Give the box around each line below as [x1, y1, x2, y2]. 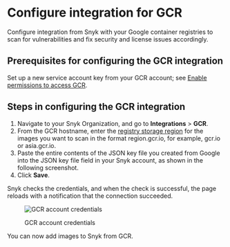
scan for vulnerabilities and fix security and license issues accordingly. [7, 35, 209, 43]
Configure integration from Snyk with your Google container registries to [7, 28, 213, 36]
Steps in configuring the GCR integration [7, 101, 186, 113]
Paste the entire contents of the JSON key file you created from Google [17, 149, 220, 157]
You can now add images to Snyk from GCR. [7, 232, 133, 240]
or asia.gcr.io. [17, 141, 57, 149]
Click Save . [17, 171, 50, 179]
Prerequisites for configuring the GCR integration [7, 55, 223, 67]
